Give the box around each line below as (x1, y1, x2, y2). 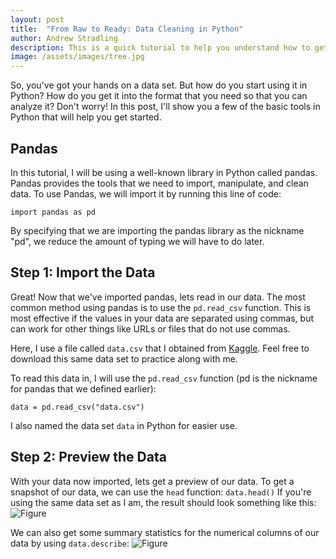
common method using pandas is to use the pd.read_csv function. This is (10, 301, 312, 313)
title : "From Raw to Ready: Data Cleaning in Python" (10, 24, 244, 34)
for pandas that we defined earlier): (10, 382, 157, 395)
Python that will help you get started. (10, 111, 162, 123)
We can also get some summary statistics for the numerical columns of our (10, 526, 320, 538)
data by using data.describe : (10, 537, 130, 549)
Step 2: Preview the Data (10, 449, 167, 466)
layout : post (10, 14, 65, 25)
